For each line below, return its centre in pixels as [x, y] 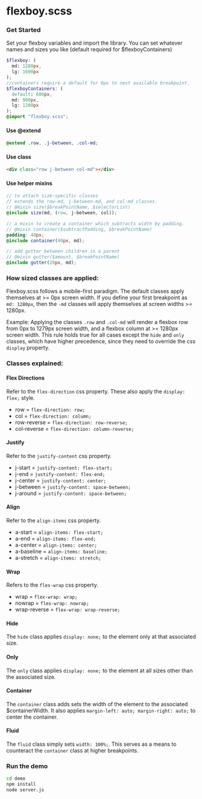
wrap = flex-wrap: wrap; [46, 597]
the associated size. [31, 676]
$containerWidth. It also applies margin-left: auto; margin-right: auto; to [101, 710]
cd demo [16, 779]
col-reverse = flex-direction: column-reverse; [74, 428]
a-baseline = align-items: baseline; [61, 551]
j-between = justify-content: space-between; [73, 486]
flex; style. [21, 398]
